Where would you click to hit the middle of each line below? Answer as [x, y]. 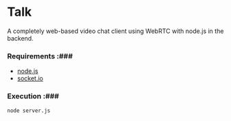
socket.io [30, 78]
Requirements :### [40, 56]
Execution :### [33, 96]
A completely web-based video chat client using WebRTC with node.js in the [115, 31]
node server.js [29, 111]
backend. [20, 38]
